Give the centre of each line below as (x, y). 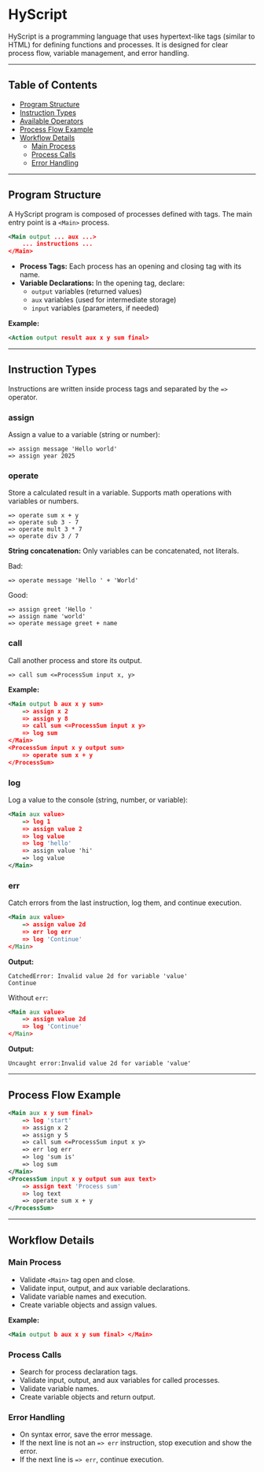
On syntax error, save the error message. (86, 1434)
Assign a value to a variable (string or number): (84, 435)
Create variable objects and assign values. (88, 1304)
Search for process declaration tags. (79, 1372)
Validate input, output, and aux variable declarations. (105, 1288)
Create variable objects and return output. (87, 1397)
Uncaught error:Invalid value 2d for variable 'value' (100, 1064)
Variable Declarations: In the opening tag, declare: (102, 283)
